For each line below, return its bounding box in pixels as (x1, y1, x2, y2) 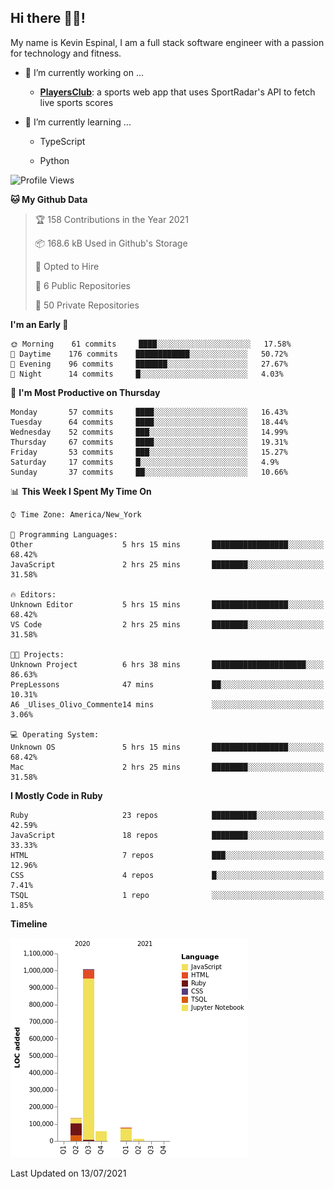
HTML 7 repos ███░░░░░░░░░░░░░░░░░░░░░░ (10, 850, 325, 860)
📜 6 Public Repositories (34, 279, 131, 291)
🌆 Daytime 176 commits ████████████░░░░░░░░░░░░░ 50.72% (10, 349, 288, 359)
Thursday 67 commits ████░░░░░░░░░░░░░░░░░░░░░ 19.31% (10, 437, 288, 447)
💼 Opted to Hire (34, 260, 100, 272)
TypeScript (39, 135, 86, 147)
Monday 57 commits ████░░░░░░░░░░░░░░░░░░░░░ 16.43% (10, 407, 288, 417)
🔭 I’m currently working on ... (24, 66, 144, 78)
